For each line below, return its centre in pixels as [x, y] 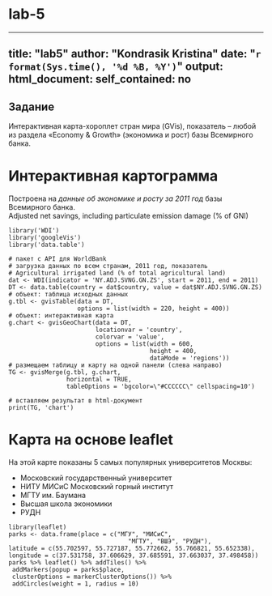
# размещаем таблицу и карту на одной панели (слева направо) [115, 365]
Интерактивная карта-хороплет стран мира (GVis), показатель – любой [132, 126]
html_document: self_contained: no [100, 79]
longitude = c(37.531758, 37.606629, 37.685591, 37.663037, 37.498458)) [134, 556]
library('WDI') [34, 231]
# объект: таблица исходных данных [68, 295]
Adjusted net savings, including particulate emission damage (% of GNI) [129, 216]
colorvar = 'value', [130, 337]
